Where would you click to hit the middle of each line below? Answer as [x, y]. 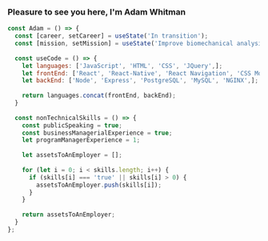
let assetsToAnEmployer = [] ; [72, 155]
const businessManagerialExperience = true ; [97, 133]
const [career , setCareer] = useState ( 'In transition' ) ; [112, 36]
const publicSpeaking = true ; [72, 125]
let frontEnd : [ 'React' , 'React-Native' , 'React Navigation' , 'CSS [136, 73]
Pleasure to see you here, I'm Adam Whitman [96, 12]
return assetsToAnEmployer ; [68, 215]
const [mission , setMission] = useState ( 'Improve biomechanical [124, 44]
